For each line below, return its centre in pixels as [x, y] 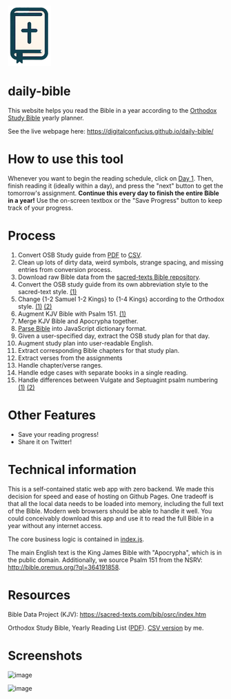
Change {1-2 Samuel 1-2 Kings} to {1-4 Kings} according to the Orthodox [121, 299]
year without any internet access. [55, 525]
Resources [39, 595]
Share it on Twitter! [45, 442]
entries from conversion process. [65, 269]
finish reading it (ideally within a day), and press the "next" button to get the [115, 185]
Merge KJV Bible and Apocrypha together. [78, 321]
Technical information [72, 470]
